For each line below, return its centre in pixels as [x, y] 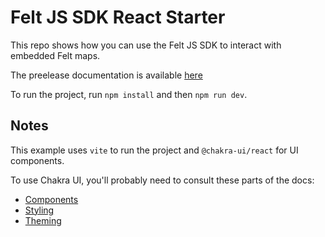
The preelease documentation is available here [106, 75]
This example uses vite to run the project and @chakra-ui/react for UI [154, 150]
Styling [39, 210]
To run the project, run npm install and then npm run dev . [129, 94]
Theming [43, 220]
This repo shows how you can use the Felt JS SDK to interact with [146, 45]
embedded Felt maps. [55, 55]
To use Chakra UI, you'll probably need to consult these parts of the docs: [162, 180]
